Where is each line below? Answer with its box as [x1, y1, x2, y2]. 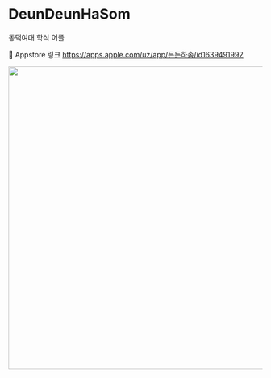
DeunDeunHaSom [8, 5, 131, 23]
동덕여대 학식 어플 [8, 32, 65, 42]
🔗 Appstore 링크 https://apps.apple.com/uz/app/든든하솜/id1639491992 [8, 49, 244, 59]
